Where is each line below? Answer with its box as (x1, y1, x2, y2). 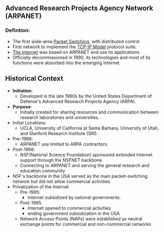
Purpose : (12, 103, 33, 109)
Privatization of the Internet (12, 183, 69, 190)
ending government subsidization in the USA (27, 210, 120, 216)
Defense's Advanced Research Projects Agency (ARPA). (20, 98, 136, 104)
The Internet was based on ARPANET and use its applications (12, 49, 139, 55)
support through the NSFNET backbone (20, 157, 102, 163)
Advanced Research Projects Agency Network (5, 4, 153, 13)
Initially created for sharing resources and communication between (20, 109, 159, 115)
